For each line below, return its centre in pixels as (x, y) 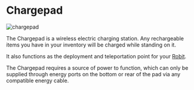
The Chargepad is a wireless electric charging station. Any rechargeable (95, 38)
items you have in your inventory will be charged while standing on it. (91, 45)
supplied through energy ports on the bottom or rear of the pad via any (93, 74)
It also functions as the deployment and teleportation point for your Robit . (96, 56)
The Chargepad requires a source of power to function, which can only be (97, 68)
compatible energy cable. (38, 80)
